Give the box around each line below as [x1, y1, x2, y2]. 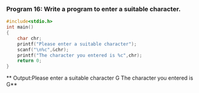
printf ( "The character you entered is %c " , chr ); [17, 52, 143, 59]
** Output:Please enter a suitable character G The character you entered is [6, 74, 194, 82]
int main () [6, 24, 34, 30]
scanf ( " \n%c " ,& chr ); [17, 46, 69, 53]
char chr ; [17, 35, 42, 41]
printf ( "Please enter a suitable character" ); [17, 41, 137, 47]
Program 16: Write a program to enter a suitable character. [6, 5, 181, 13]
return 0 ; [17, 58, 42, 64]
